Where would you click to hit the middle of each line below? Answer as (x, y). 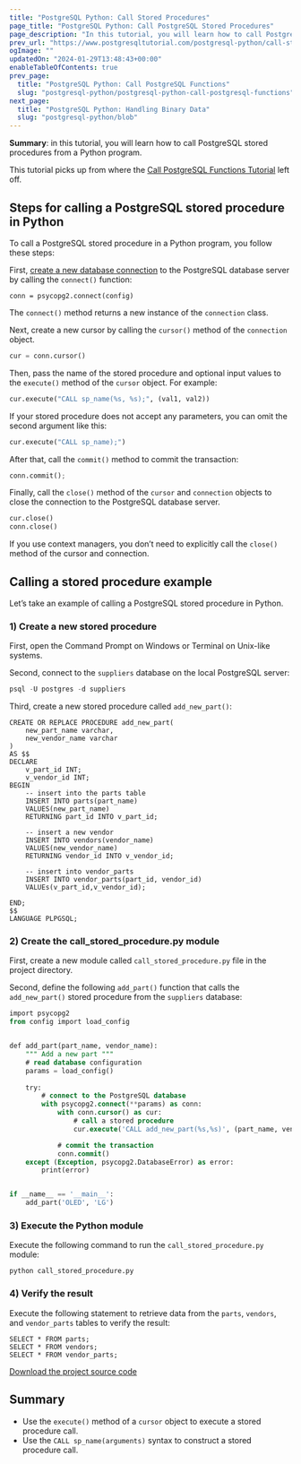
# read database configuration (84, 1063)
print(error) (66, 1170)
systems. (26, 656)
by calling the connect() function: (71, 280)
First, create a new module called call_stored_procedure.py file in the (138, 960)
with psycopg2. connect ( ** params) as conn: (122, 1104)
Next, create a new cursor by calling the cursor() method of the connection (149, 330)
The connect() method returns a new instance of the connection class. (139, 312)
